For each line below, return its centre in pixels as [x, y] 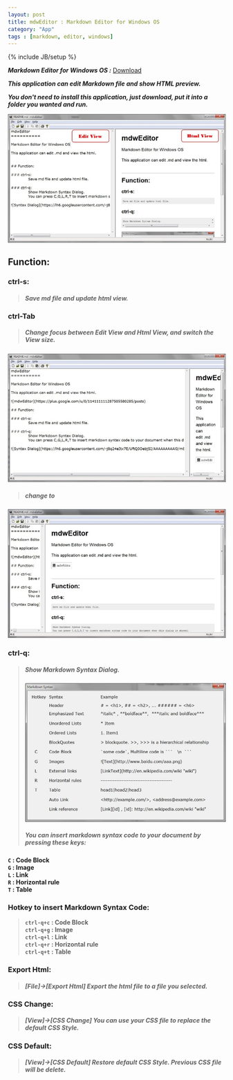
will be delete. [45, 1070]
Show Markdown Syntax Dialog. [72, 670]
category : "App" [31, 29]
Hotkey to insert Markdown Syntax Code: [78, 907]
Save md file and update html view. [76, 298]
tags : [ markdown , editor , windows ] [60, 37]
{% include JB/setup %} [42, 57]
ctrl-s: [19, 281]
